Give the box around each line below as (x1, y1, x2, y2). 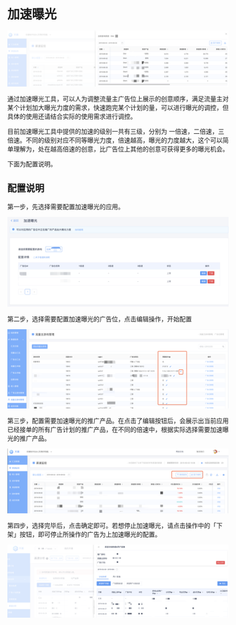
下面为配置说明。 (7, 159, 57, 168)
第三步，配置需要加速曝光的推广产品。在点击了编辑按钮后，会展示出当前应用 (7, 416, 229, 425)
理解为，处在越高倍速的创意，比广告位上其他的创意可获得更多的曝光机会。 (13, 144, 229, 153)
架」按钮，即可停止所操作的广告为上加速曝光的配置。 (7, 530, 162, 539)
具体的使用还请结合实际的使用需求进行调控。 (7, 112, 137, 120)
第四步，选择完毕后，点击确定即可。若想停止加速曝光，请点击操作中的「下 (7, 521, 223, 530)
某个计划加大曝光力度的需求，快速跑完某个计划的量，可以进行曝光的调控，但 (7, 103, 229, 111)
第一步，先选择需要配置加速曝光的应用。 (7, 202, 124, 211)
